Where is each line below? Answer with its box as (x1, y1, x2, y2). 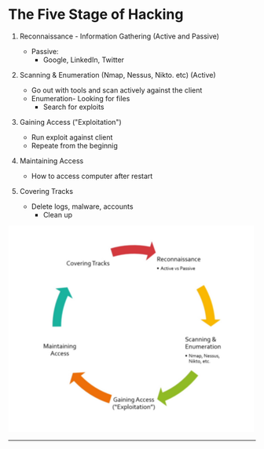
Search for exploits (42, 102, 104, 111)
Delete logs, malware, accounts (31, 202, 134, 211)
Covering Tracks (19, 186, 73, 195)
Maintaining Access (19, 155, 84, 166)
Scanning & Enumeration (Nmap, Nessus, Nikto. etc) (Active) (19, 70, 216, 79)
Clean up (42, 210, 73, 219)
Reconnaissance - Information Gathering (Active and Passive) (19, 31, 220, 41)
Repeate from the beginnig (31, 141, 118, 150)
